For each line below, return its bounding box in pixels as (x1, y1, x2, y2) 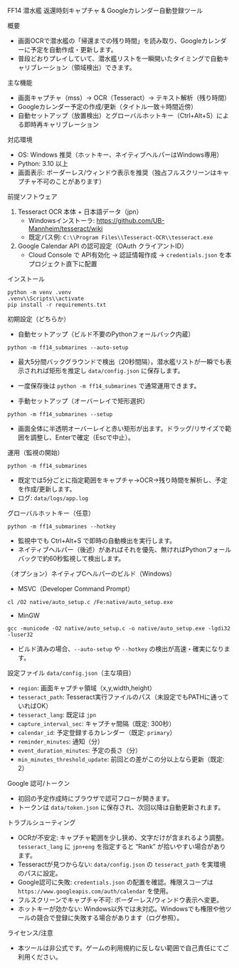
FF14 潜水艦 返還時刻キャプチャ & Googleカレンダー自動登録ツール (7, 6, 203, 14)
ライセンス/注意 (7, 929, 53, 937)
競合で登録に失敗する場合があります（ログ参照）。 (36, 914, 184, 922)
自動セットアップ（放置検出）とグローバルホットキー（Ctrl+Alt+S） (17, 111, 217, 120)
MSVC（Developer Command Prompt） (17, 585, 134, 593)
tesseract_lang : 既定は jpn (17, 711, 97, 719)
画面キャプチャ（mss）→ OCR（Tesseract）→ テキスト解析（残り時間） (17, 93, 231, 102)
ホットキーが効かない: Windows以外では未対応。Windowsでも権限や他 (17, 905, 225, 913)
